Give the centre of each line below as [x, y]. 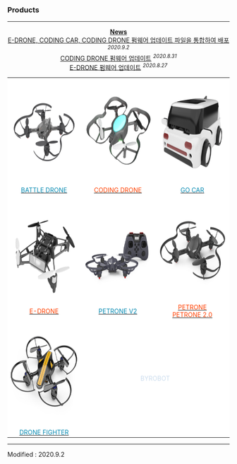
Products [24, 10]
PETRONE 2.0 [193, 315]
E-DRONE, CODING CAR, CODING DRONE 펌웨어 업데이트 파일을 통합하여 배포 [119, 40]
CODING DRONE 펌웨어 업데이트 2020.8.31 [119, 57]
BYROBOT [155, 378]
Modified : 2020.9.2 [36, 455]
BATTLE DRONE [44, 190]
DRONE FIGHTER [44, 432]
